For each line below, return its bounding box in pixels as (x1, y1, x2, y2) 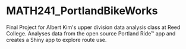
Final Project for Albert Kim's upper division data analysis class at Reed (6, 24, 181, 31)
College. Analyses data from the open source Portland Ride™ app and (6, 30, 176, 37)
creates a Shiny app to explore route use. (6, 36, 107, 43)
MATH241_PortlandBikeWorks (6, 4, 158, 18)
